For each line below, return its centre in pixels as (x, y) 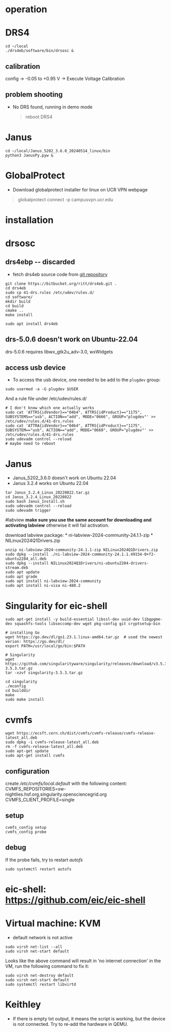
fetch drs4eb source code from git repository (60, 274)
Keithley (23, 1004)
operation (26, 9)
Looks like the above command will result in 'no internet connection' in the (83, 961)
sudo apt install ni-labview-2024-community (53, 581)
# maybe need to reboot (31, 444)
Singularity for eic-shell (56, 606)
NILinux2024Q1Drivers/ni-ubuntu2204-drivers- (100, 563)
